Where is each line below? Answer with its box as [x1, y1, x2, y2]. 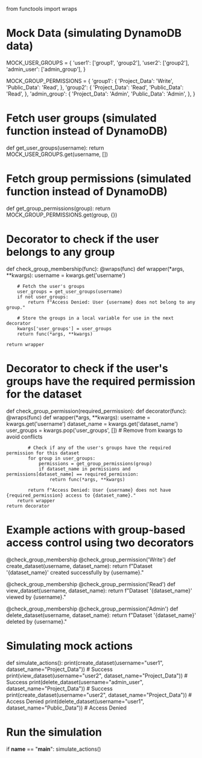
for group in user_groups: [28, 455, 96, 462]
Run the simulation [6, 725, 103, 739]
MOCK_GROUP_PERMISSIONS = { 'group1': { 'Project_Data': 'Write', [6, 77, 174, 84]
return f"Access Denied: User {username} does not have [28, 487, 171, 493]
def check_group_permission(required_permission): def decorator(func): [6, 407, 187, 414]
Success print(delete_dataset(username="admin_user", [6, 678, 144, 685]
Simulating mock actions [6, 639, 133, 653]
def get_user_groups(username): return [6, 144, 104, 151]
